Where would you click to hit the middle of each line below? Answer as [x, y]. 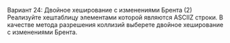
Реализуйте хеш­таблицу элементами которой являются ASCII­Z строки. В [115, 17]
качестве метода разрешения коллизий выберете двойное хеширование [115, 25]
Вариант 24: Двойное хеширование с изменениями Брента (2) [100, 10]
